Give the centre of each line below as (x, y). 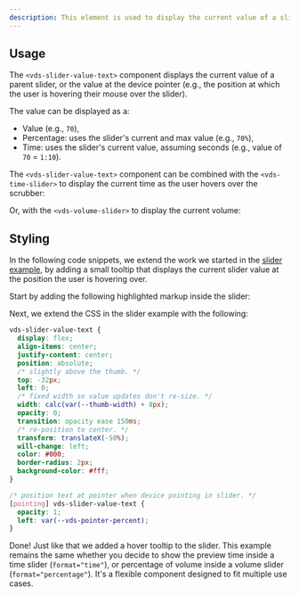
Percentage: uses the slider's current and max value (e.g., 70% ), (138, 138)
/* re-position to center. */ (73, 429)
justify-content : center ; (65, 355)
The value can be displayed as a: (70, 112)
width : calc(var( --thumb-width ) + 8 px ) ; (93, 405)
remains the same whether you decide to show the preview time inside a (142, 555)
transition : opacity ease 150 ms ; (79, 421)
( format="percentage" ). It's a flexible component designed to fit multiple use (148, 574)
